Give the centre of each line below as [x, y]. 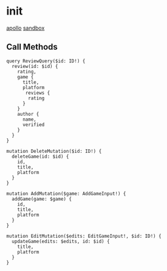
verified [33, 125]
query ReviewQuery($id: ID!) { [46, 61]
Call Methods [32, 47]
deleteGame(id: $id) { [40, 156]
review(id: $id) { [35, 66]
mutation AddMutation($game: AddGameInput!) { [66, 193]
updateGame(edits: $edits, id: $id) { [61, 241]
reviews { [38, 93]
